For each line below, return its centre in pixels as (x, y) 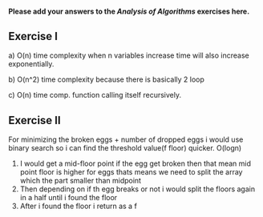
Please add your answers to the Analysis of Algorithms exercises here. (129, 11)
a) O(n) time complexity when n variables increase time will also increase (129, 55)
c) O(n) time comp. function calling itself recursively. (95, 95)
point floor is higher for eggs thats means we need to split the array (131, 172)
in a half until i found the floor (69, 198)
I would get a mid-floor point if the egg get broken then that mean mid (135, 163)
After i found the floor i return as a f (79, 206)
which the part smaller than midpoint (81, 181)
